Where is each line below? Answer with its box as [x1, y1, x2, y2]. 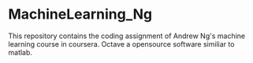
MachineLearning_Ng [8, 5, 153, 23]
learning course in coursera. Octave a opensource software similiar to [8, 39, 235, 48]
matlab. [8, 47, 33, 57]
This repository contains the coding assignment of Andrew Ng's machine [8, 31, 246, 40]
